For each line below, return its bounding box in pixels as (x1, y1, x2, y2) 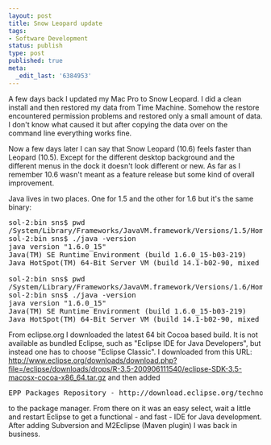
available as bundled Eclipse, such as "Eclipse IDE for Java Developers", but (8, 338, 261, 347)
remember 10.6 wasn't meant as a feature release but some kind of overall (8, 169, 256, 179)
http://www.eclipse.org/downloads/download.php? (8, 356, 177, 365)
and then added (107, 372, 161, 382)
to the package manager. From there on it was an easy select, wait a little (8, 403, 252, 413)
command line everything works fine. (8, 128, 132, 138)
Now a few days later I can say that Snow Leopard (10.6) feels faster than (8, 143, 252, 153)
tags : (8, 27, 27, 35)
